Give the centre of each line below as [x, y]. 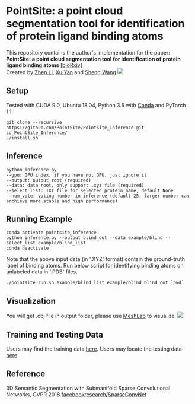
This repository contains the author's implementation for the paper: [88, 52]
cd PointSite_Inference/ [37, 133]
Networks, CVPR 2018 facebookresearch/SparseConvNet [76, 394]
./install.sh [22, 138]
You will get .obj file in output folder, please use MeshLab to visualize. [91, 316]
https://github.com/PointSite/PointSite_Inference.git [75, 128]
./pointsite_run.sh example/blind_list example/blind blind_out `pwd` [95, 283]
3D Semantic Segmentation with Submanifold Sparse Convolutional [88, 388]
